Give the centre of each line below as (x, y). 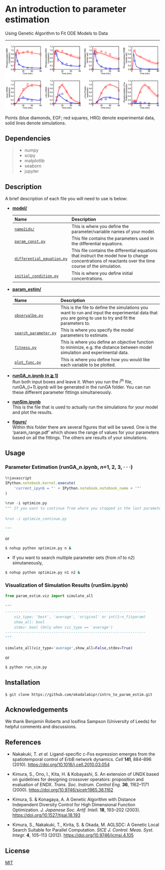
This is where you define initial (102, 273)
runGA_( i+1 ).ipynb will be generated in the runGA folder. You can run (81, 387)
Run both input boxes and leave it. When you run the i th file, (72, 381)
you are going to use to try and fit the (98, 318)
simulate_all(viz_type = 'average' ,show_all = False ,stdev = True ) (69, 648)
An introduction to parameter (66, 9)
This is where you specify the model (97, 330)
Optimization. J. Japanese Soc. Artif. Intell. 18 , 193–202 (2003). (76, 810)
